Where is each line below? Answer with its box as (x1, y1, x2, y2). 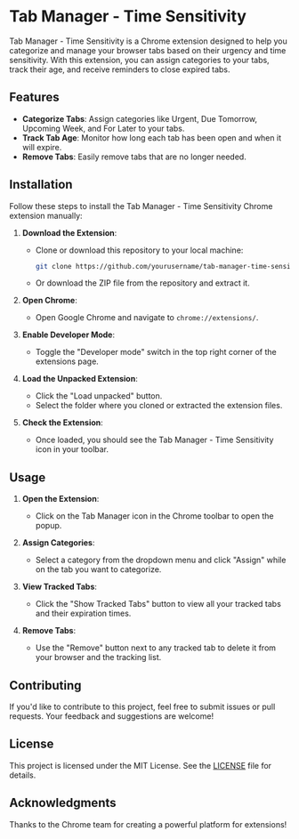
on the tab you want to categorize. (35, 564, 162, 575)
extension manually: (9, 210, 83, 221)
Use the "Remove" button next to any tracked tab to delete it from (35, 642, 277, 653)
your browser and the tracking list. (35, 652, 162, 663)
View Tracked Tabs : (21, 581, 98, 593)
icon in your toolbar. (35, 444, 109, 455)
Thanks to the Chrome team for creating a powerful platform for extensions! (9, 819, 287, 829)
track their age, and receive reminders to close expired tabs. (9, 64, 230, 75)
